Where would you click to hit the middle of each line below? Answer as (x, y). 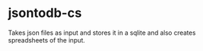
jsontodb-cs (45, 13)
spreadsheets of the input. (47, 40)
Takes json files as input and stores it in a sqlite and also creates (102, 33)
